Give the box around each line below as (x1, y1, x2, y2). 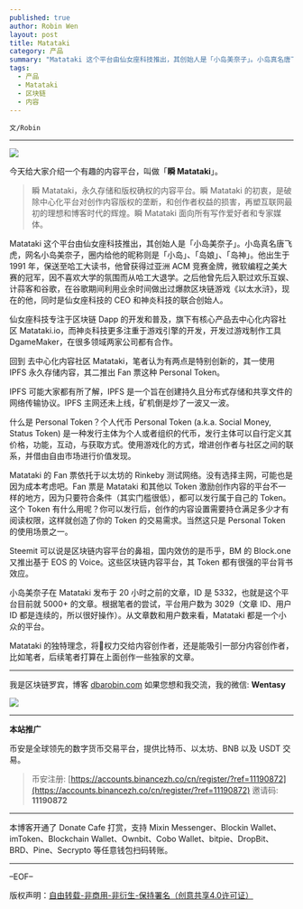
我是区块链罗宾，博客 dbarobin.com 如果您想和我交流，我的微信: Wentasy (9, 679, 286, 690)
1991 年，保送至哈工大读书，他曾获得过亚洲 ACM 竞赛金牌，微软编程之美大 (9, 261, 288, 272)
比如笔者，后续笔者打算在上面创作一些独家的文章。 (9, 651, 199, 662)
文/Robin (9, 124, 41, 133)
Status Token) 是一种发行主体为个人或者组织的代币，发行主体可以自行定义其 (9, 428, 292, 439)
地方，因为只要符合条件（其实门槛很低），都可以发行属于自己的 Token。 (24, 492, 291, 503)
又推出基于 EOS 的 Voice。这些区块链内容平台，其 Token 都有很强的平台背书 (9, 557, 293, 567)
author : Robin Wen (9, 22, 78, 31)
